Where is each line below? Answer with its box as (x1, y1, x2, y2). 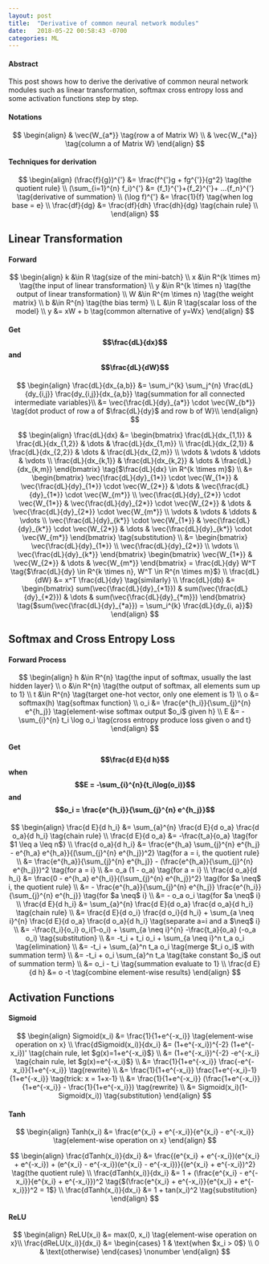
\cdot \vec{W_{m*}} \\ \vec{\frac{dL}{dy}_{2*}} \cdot (64, 490, 241, 499)
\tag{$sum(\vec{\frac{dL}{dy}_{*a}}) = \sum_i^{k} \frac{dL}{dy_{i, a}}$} (17, 600, 253, 610)
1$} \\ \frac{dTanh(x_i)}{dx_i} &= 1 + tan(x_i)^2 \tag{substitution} (46, 1185, 258, 1195)
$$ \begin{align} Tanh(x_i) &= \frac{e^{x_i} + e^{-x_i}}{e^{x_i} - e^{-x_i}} (15, 1127, 255, 1136)
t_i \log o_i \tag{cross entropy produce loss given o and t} (61, 715, 251, 725)
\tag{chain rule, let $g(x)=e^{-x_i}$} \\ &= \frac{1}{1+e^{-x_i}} (15, 1057, 218, 1067)
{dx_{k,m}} (17, 464, 53, 473)
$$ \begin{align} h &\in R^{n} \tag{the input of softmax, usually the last (18, 673, 251, 682)
